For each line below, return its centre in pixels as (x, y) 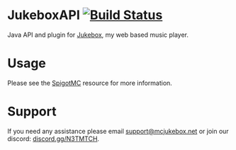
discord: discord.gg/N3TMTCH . (54, 139)
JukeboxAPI (44, 15)
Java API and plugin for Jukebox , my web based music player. (98, 35)
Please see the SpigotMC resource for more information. (90, 83)
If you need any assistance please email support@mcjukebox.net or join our (118, 131)
